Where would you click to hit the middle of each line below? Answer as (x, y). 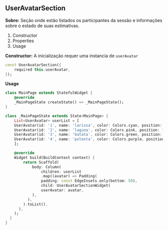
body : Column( (46, 167)
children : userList (61, 172)
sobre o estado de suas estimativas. (42, 26)
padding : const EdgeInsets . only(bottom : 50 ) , (89, 181)
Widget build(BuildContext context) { (54, 157)
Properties (23, 41)
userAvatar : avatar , (62, 190)
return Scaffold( (41, 162)
